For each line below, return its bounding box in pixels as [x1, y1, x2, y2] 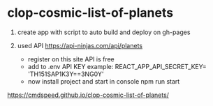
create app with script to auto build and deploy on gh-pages [17, 28, 191, 36]
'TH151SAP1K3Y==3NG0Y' [27, 70, 104, 78]
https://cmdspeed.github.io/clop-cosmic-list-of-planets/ [7, 91, 170, 99]
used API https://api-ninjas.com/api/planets [17, 41, 143, 50]
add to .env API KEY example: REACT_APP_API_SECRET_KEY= [27, 62, 207, 70]
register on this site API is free [27, 54, 115, 63]
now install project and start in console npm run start [27, 77, 180, 85]
